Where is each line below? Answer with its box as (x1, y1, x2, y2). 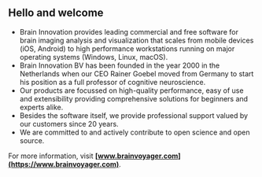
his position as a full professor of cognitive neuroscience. (19, 77, 206, 87)
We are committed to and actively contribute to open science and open (19, 127, 250, 137)
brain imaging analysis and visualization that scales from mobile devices (19, 35, 254, 45)
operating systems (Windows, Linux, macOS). (19, 52, 168, 61)
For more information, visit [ (8, 151, 98, 160)
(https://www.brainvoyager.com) (8, 159, 120, 168)
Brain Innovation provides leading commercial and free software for (19, 27, 238, 36)
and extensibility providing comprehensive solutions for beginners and (19, 94, 249, 103)
